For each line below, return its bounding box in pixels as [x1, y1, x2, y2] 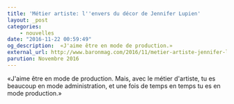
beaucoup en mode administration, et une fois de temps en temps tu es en [7, 81, 221, 90]
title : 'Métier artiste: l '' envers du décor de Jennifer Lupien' [7, 10, 201, 17]
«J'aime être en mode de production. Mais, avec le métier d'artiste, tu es [7, 74, 216, 83]
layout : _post [7, 17, 49, 24]
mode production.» [7, 89, 63, 97]
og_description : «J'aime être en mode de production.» [7, 42, 173, 49]
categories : [7, 23, 42, 30]
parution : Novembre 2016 [7, 55, 79, 62]
